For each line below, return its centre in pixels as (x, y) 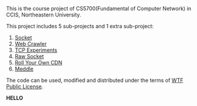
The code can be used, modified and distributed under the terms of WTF (95, 80)
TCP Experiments (36, 50)
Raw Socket (29, 56)
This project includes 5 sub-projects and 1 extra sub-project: (80, 26)
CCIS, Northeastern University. (44, 15)
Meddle (24, 69)
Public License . (25, 87)
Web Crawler (31, 44)
